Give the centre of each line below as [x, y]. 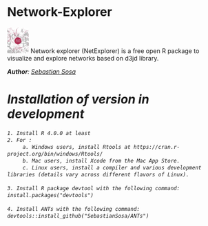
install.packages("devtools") [51, 195]
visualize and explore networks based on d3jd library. [83, 58]
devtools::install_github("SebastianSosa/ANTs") [78, 216]
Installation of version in [78, 100]
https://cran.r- [157, 147]
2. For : [20, 140]
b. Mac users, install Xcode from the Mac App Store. [101, 161]
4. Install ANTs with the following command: [73, 209]
